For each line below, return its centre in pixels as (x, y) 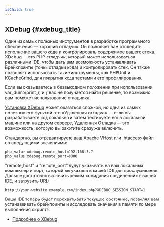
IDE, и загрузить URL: (27, 181)
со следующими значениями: (36, 143)
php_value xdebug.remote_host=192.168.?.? (49, 152)
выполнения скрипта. (28, 210)
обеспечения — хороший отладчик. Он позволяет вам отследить (73, 47)
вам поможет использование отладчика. (48, 98)
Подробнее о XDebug (35, 219)
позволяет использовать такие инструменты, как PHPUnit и (68, 73)
